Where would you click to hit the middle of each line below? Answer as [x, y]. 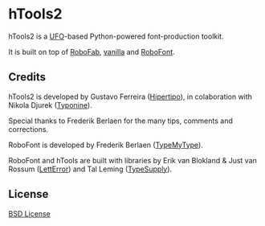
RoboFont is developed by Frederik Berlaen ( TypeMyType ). [106, 145]
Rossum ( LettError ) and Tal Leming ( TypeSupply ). [90, 169]
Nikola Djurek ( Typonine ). [50, 105]
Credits [27, 77]
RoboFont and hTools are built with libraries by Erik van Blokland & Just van [132, 160]
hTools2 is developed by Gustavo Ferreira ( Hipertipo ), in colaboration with [130, 97]
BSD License [29, 213]
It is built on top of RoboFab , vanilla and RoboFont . [92, 51]
